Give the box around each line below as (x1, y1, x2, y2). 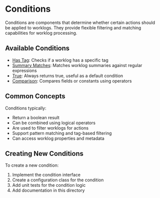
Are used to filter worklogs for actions (12, 125, 89, 131)
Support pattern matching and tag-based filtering (12, 130, 112, 136)
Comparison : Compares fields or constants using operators (12, 78, 132, 84)
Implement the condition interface (12, 172, 81, 178)
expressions (12, 67, 37, 73)
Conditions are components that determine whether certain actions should (5, 20, 156, 25)
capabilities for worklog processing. (5, 30, 77, 36)
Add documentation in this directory (12, 187, 85, 194)
